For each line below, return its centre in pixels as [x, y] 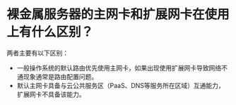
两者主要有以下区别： [37, 53]
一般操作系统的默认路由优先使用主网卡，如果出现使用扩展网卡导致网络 [119, 68]
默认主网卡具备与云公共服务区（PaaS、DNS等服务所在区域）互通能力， [121, 85]
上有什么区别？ [50, 32]
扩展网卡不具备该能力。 [51, 94]
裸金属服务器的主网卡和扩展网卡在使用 [118, 14]
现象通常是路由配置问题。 [60, 76]
